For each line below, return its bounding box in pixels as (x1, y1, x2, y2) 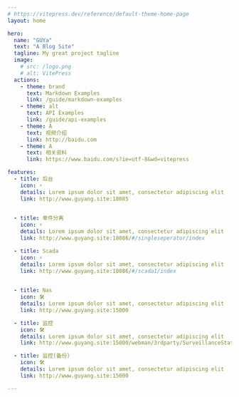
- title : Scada (14, 247, 59, 254)
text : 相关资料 (26, 149, 68, 157)
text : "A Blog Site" (14, 43, 75, 51)
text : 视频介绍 (26, 129, 68, 136)
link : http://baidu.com (26, 136, 97, 143)
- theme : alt (20, 103, 59, 110)
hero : (7, 30, 23, 37)
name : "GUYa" (14, 36, 53, 43)
